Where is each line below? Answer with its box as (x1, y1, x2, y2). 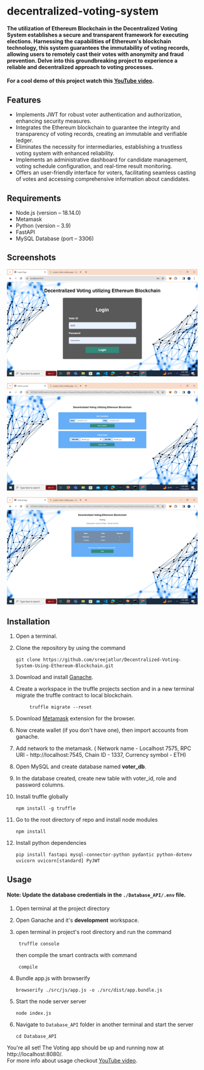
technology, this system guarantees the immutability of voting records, (7, 44, 190, 51)
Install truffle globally (15, 793, 68, 801)
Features (7, 95, 41, 105)
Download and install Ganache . (15, 674, 93, 681)
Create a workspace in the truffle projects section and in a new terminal (15, 685, 194, 692)
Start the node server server (15, 997, 87, 1005)
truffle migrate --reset (29, 704, 93, 711)
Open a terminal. (15, 632, 58, 640)
